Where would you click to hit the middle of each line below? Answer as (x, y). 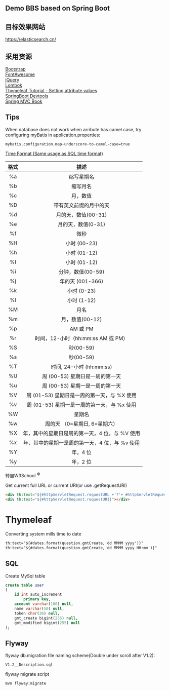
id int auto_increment (38, 595)
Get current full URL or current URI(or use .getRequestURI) (66, 485)
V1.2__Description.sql (29, 665)
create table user (25, 585)
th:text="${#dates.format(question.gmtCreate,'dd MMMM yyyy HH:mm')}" (81, 548)
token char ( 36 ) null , (37, 613)
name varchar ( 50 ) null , (39, 609)
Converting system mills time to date (44, 534)
